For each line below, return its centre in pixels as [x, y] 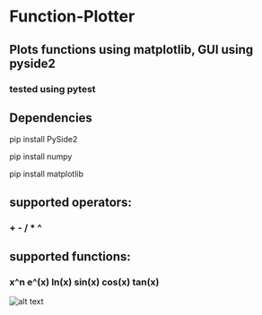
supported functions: [70, 257]
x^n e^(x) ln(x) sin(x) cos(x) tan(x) [84, 282]
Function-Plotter [72, 17]
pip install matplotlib [46, 174]
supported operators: [71, 202]
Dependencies [51, 118]
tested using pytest [52, 89]
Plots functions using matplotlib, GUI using [131, 50]
